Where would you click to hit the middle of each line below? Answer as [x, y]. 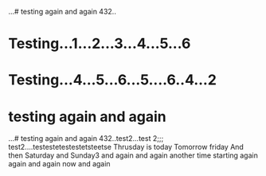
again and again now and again [59, 164]
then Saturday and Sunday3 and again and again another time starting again [133, 155]
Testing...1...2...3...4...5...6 [100, 44]
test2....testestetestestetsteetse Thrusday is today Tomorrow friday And [126, 147]
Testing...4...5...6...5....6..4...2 [113, 80]
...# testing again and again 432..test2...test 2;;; [86, 139]
